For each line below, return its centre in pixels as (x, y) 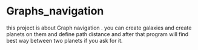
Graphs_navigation (55, 11)
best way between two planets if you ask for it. (64, 40)
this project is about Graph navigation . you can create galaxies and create (99, 28)
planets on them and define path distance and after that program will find (97, 34)
